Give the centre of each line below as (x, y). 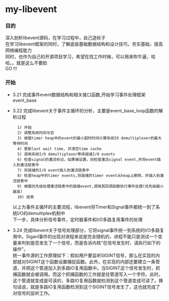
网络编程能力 (18, 50)
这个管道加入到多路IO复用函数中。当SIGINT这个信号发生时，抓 (95, 268)
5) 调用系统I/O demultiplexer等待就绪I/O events (66, 154)
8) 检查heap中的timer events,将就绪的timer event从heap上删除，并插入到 (89, 175)
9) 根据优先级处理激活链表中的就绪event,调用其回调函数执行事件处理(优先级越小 (91, 186)
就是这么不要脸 (32, 63)
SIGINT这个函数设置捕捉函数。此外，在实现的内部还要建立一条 (91, 261)
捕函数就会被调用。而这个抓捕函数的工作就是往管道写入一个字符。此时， (88, 274)
